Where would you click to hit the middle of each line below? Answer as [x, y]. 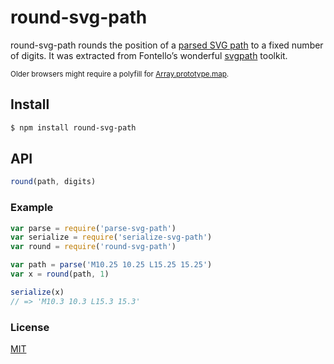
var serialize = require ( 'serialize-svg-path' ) [111, 237]
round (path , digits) [53, 182]
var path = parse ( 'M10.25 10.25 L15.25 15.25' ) [111, 265]
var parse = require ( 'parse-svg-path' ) [93, 228]
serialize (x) [37, 292]
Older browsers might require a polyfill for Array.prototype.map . [120, 74]
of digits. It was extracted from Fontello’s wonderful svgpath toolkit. [149, 55]
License [30, 327]
